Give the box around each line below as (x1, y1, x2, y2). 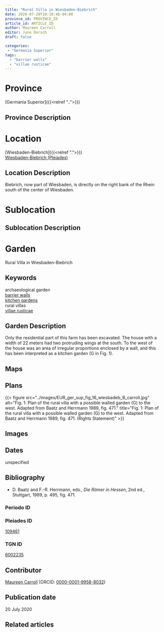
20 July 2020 (5, 606, 32, 612)
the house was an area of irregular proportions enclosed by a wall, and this (5, 345, 156, 351)
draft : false (5, 35, 32, 40)
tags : (5, 53, 16, 57)
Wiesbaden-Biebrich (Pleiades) (5, 154, 69, 160)
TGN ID (5, 541, 23, 548)
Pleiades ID (5, 517, 33, 524)
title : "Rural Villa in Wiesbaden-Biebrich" (5, 7, 97, 12)
